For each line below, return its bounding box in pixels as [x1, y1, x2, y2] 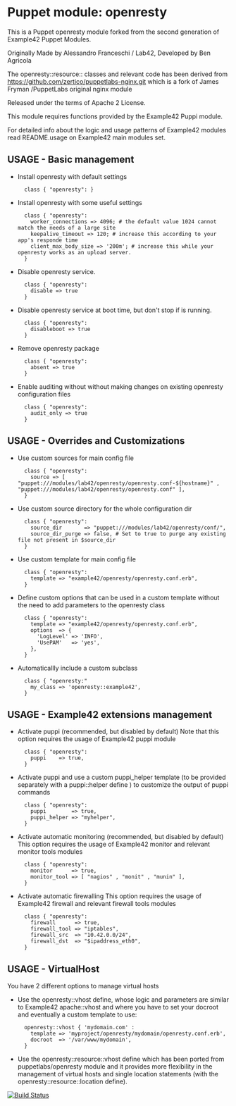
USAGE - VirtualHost [7, 963, 100, 975]
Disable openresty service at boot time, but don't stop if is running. [17, 306, 212, 314]
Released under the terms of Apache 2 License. [7, 98, 146, 106]
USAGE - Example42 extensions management [7, 709, 213, 721]
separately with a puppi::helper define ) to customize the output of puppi [17, 781, 229, 789]
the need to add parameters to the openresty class [17, 600, 166, 609]
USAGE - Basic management [7, 154, 135, 166]
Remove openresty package [17, 344, 100, 352]
